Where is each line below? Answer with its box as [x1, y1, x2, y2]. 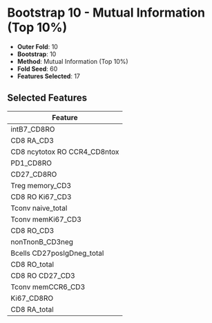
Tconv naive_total [10, 203, 68, 213]
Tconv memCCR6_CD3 [10, 282, 85, 292]
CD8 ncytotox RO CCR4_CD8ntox [10, 147, 119, 157]
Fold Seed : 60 [17, 64, 58, 73]
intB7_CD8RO [10, 124, 55, 134]
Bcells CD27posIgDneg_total [10, 248, 104, 258]
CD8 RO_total [10, 259, 54, 269]
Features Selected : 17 [17, 71, 81, 80]
